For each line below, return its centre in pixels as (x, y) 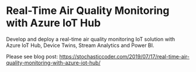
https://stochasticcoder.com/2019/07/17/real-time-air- (125, 56)
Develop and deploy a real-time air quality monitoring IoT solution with (91, 39)
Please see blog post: (32, 56)
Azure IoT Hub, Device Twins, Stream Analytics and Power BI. (80, 45)
